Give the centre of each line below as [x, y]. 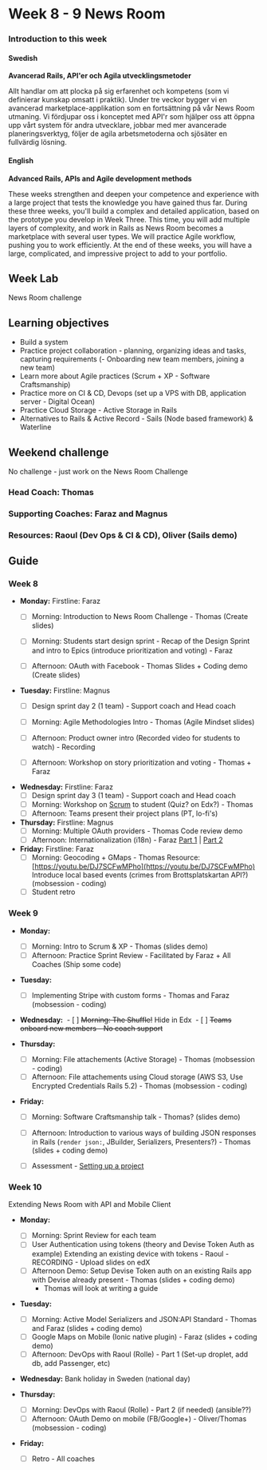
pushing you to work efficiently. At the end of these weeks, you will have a [130, 245]
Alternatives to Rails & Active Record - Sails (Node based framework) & [136, 419]
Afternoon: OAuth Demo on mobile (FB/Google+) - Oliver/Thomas [139, 1418]
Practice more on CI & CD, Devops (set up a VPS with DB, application [133, 393]
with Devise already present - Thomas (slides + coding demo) [133, 1280]
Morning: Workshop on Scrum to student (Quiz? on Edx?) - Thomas [142, 804]
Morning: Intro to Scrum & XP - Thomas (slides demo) [120, 946]
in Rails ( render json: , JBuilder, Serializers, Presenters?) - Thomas [141, 1142]
